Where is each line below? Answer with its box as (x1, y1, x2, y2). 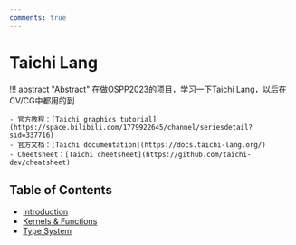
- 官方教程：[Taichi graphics (9, 114, 117, 123)
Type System (22, 226, 72, 237)
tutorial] (119, 114, 157, 123)
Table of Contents (9, 182, 113, 198)
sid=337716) (9, 131, 54, 140)
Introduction (22, 206, 69, 218)
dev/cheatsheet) (9, 158, 71, 167)
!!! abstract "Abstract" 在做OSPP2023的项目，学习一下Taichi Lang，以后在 (9, 83, 287, 94)
